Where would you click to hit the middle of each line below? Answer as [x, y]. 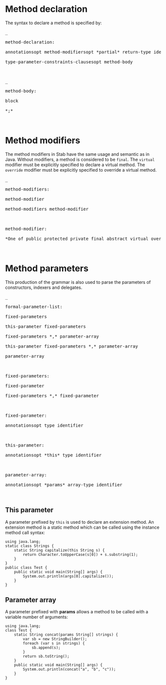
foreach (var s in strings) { [54, 643]
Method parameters [47, 269]
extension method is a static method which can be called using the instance [82, 527]
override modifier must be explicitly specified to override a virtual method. [81, 170]
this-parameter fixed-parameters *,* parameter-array [72, 346]
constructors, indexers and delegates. [44, 287]
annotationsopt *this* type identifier [53, 455]
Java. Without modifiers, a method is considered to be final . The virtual [80, 159]
